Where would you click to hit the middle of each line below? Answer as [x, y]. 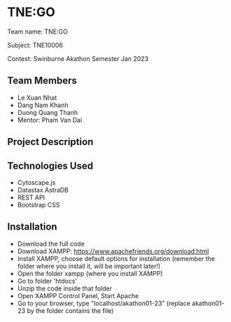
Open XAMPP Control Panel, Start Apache [78, 295]
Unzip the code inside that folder [65, 288]
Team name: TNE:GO [38, 31]
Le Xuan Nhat [37, 97]
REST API [31, 197]
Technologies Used [50, 166]
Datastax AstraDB [43, 190]
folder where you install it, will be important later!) [89, 266]
